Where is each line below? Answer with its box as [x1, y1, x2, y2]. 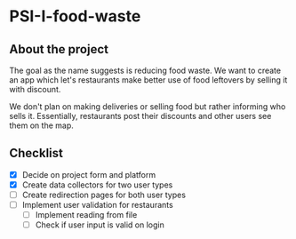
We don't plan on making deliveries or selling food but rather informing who [9, 101, 286, 112]
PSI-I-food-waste [9, 6, 141, 27]
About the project [9, 42, 109, 57]
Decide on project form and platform [21, 169, 156, 179]
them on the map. [9, 120, 74, 131]
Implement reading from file [35, 210, 138, 220]
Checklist [9, 146, 64, 161]
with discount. [9, 84, 61, 94]
